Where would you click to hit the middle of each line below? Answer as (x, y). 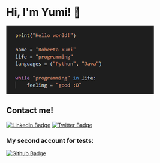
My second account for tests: (50, 140)
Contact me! (30, 111)
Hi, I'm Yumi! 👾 (43, 12)
